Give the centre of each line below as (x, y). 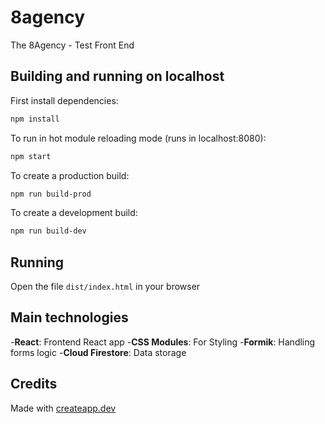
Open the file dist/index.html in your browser (105, 287)
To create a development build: (74, 213)
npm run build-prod (51, 194)
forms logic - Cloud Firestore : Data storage (98, 352)
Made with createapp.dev (63, 408)
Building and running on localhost (117, 76)
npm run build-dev (48, 231)
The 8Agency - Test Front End (72, 45)
